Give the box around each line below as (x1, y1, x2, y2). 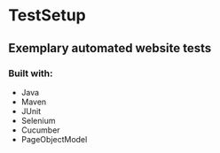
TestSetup (8, 5, 86, 26)
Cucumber (20, 125, 60, 135)
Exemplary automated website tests (8, 41, 212, 56)
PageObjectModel (20, 134, 88, 144)
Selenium (20, 115, 56, 126)
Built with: (8, 67, 53, 80)
